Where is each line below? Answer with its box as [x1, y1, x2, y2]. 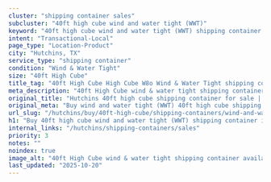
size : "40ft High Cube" [8, 72, 89, 80]
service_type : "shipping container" [8, 57, 131, 65]
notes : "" [8, 139, 42, 147]
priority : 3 [8, 131, 48, 139]
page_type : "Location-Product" [8, 42, 114, 50]
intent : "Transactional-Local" [8, 34, 114, 43]
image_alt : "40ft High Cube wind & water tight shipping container [8, 154, 240, 162]
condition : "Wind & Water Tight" [8, 64, 121, 72]
